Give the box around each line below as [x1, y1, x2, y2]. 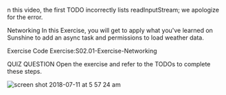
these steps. [7, 68, 43, 75]
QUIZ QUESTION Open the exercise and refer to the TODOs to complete [7, 60, 211, 68]
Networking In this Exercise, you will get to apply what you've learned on [7, 27, 213, 34]
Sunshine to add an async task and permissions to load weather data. [7, 33, 204, 42]
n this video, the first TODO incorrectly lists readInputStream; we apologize [7, 6, 220, 14]
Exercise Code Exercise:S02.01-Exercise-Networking [7, 47, 157, 55]
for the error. [7, 13, 43, 21]
